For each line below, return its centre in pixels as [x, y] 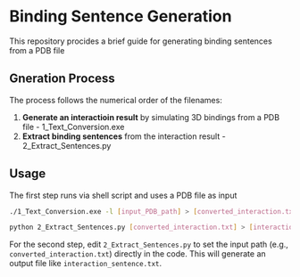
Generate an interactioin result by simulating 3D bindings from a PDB [150, 117]
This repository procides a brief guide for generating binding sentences [141, 41]
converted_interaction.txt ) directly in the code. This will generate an [137, 254]
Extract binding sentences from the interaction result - [124, 136]
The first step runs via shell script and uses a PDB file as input [123, 195]
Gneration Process [62, 79]
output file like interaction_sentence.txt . [86, 264]
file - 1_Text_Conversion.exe [73, 126]
